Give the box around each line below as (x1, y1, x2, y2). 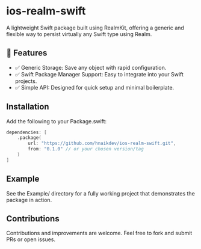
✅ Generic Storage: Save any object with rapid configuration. (14, 64, 167, 71)
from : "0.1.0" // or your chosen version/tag (28, 146, 144, 152)
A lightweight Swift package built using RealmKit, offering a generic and (6, 24, 185, 31)
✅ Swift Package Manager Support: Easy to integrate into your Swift (14, 70, 184, 78)
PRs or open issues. (6, 236, 56, 243)
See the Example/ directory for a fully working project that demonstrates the (6, 189, 196, 197)
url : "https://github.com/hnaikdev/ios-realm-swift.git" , (28, 140, 176, 147)
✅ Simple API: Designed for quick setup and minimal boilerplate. (14, 84, 175, 91)
